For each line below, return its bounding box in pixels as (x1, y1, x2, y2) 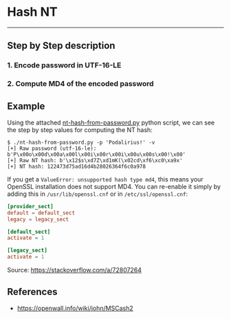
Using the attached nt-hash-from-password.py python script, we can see (7, 118, 215, 126)
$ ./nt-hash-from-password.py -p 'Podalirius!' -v (7, 139, 155, 146)
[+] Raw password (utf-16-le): (7, 145, 97, 152)
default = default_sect (7, 209, 76, 217)
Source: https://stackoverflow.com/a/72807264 (7, 266, 142, 274)
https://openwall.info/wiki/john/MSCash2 (16, 304, 133, 312)
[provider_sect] (7, 203, 54, 210)
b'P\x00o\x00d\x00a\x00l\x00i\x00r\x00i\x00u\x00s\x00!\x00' (7, 151, 186, 158)
